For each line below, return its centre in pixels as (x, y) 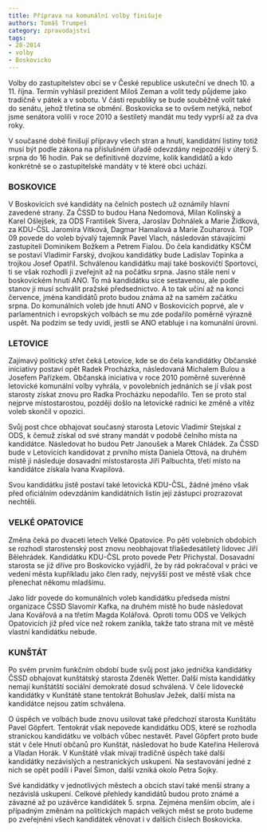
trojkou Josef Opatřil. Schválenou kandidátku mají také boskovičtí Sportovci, (133, 263)
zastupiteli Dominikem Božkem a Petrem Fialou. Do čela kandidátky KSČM (130, 246)
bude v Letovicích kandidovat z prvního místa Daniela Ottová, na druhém (128, 452)
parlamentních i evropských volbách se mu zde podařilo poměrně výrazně (130, 314)
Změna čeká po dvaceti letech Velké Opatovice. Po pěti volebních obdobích (132, 540)
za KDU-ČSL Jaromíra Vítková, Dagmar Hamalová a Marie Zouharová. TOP (131, 230)
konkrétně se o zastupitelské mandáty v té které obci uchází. (108, 166)
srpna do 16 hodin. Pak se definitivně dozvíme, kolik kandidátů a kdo (121, 157)
